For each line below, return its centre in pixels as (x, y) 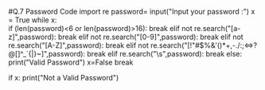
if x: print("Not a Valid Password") (64, 78)
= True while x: (33, 20)
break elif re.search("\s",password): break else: (165, 54)
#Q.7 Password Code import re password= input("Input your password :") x (132, 12)
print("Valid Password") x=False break (71, 62)
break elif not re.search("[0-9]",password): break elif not (151, 37)
